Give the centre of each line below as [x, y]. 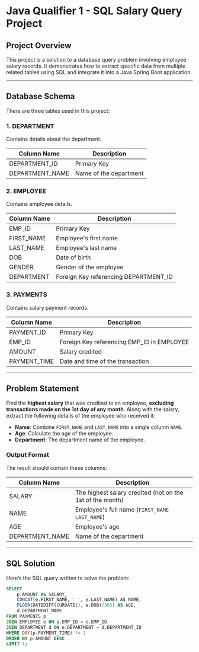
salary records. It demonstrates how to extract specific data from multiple [96, 66]
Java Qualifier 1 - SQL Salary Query [94, 11]
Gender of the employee [90, 267]
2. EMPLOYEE [26, 191]
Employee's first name [87, 238]
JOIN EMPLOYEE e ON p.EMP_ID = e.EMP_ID [57, 622]
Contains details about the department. [54, 139]
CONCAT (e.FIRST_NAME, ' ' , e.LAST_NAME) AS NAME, [79, 600]
